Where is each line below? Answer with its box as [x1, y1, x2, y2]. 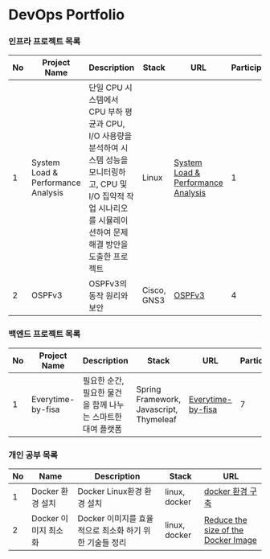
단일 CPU [88, 82, 123, 93]
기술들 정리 [87, 537, 127, 549]
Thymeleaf [136, 413, 177, 425]
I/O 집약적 [88, 191, 125, 202]
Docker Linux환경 [77, 486, 143, 497]
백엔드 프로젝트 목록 [8, 328, 81, 339]
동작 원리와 [88, 290, 129, 302]
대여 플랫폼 [82, 423, 122, 434]
